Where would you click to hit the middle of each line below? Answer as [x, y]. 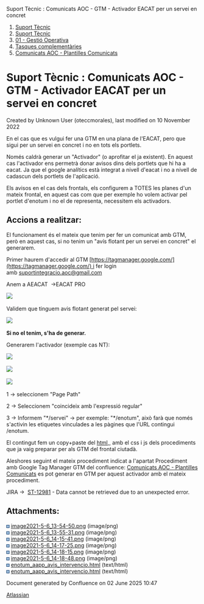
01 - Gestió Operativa [42, 40]
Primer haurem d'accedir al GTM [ [49, 259]
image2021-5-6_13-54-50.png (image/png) [65, 525]
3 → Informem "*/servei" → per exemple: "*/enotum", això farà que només [100, 418]
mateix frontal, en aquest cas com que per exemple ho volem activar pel [97, 194]
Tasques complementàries [48, 46]
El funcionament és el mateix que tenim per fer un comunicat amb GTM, [97, 234]
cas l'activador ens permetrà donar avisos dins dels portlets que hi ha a [96, 163]
